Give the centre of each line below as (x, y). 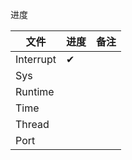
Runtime (35, 91)
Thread (32, 124)
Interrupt (36, 59)
